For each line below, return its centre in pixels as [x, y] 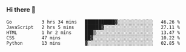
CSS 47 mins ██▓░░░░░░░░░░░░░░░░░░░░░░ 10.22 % [93, 38]
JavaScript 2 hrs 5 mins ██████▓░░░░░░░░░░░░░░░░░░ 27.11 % [93, 28]
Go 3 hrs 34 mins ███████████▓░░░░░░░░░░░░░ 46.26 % [93, 22]
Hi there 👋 [21, 10]
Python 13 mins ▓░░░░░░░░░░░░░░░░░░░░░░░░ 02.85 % [93, 44]
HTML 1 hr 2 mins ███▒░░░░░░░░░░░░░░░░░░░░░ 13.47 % [93, 33]
